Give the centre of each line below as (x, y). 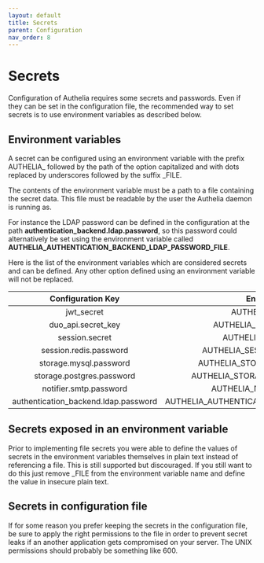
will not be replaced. (41, 279)
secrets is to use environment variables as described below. (105, 115)
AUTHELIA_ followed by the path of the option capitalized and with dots (124, 167)
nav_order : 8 (29, 37)
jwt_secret (84, 312)
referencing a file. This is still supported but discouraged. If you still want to (130, 465)
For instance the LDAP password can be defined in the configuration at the (129, 222)
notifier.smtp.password (85, 388)
